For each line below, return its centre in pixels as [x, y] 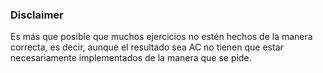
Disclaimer [37, 15]
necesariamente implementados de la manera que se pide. [131, 58]
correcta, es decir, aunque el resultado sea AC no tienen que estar [147, 47]
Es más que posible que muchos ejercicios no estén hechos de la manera [161, 37]
